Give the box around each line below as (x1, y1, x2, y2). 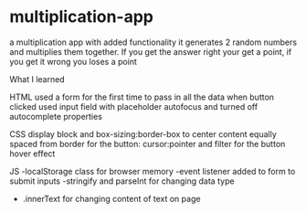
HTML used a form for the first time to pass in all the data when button (9, 91, 275, 102)
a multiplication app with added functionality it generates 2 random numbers (9, 37, 298, 48)
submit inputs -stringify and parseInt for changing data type (9, 176, 235, 186)
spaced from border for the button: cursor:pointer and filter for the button (9, 138, 286, 149)
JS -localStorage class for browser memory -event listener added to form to (9, 165, 296, 176)
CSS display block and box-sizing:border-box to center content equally (9, 128, 277, 139)
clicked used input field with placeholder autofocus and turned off (9, 101, 259, 112)
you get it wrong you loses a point (9, 56, 137, 67)
